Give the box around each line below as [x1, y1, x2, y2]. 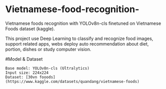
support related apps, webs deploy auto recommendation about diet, [5, 40, 149, 47]
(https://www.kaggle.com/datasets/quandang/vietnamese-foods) [5, 79, 140, 84]
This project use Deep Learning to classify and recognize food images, [5, 35, 153, 41]
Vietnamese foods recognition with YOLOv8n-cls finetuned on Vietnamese [5, 20, 161, 26]
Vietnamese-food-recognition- [5, 4, 140, 15]
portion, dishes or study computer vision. [5, 46, 91, 52]
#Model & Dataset [5, 56, 43, 62]
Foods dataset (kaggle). [5, 25, 55, 31]
